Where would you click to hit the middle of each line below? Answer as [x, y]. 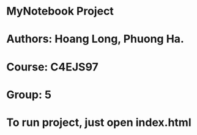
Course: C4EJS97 [53, 67]
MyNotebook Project [60, 11]
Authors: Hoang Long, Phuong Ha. [95, 39]
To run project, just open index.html [99, 122]
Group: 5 [29, 95]
